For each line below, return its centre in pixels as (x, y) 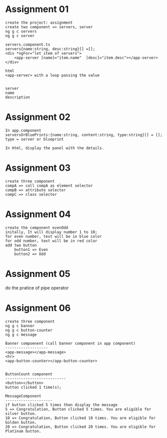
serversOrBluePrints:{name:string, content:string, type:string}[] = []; (84, 135)
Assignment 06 (38, 308)
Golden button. (21, 422)
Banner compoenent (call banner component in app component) (70, 343)
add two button (21, 245)
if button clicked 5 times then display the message (61, 405)
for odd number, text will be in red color (51, 241)
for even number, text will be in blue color (53, 236)
